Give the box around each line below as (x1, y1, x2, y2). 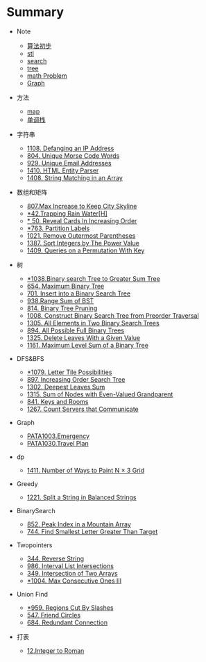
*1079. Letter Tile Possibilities (26, 368, 112, 376)
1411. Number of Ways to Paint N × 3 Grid (26, 466, 145, 474)
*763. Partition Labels (26, 224, 90, 232)
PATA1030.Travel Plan (26, 439, 89, 447)
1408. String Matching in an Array (26, 173, 123, 181)
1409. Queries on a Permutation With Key (26, 246, 145, 255)
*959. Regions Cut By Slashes (26, 603, 114, 612)
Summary (6, 4, 64, 20)
